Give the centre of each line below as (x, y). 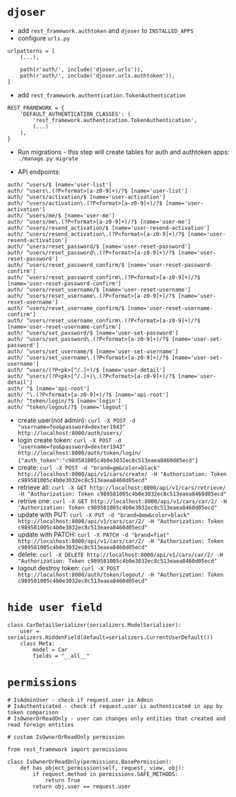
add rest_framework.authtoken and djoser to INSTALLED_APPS (106, 30)
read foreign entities (41, 725)
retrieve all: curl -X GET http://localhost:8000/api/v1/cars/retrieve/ (122, 487)
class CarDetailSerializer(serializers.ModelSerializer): (94, 625)
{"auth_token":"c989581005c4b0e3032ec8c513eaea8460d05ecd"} (108, 460)
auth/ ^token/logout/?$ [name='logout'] (68, 407)
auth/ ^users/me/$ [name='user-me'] (61, 215)
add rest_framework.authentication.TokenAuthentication (101, 95)
